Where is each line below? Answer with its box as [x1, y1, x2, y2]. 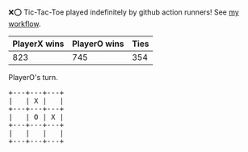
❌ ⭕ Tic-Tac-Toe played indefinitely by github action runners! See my [8, 7, 240, 17]
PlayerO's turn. [8, 73, 58, 82]
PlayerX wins [12, 38, 65, 49]
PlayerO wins [72, 38, 124, 49]
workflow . [8, 19, 41, 28]
